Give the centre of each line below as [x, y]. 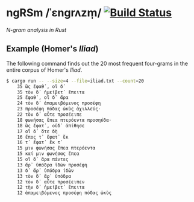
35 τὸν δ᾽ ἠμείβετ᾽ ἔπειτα [51, 92]
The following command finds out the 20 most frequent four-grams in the [97, 63]
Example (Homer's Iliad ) [52, 49]
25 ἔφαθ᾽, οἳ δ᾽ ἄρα [43, 98]
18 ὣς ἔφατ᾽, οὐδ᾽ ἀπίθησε [51, 125]
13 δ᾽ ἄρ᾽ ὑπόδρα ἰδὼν [45, 171]
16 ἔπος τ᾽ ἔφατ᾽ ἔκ [43, 137]
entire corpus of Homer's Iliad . [44, 70]
